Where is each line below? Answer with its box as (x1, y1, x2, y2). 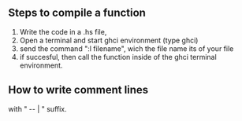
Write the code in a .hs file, (19, 27, 107, 36)
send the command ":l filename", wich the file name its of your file (19, 43, 234, 53)
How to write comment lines (8, 83, 149, 97)
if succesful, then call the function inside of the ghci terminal (19, 52, 217, 61)
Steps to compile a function (8, 6, 146, 20)
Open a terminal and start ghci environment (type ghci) (19, 35, 199, 45)
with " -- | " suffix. (8, 104, 67, 113)
